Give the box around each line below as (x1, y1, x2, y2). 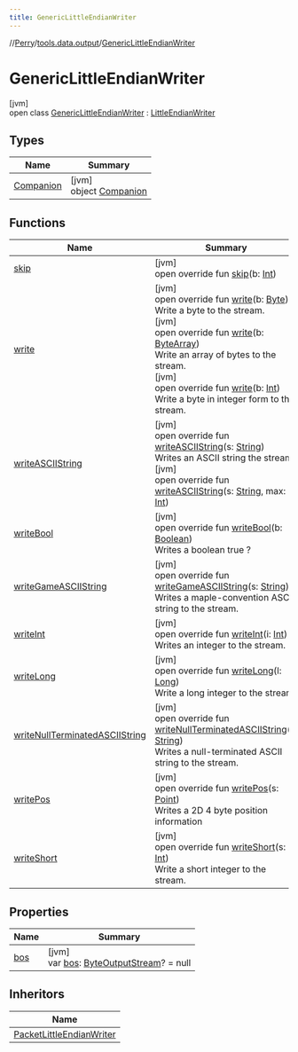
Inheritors (9, 986, 65, 1002)
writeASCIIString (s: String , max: (154, 485, 286, 498)
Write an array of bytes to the (154, 349, 277, 361)
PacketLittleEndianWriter (13, 1028, 116, 1040)
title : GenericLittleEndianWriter (9, 12, 137, 22)
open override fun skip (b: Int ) (154, 268, 277, 280)
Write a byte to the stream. (154, 304, 265, 317)
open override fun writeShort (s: (154, 841, 286, 853)
